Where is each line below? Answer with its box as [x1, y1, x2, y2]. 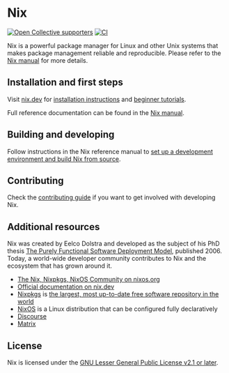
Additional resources [7, 221, 100, 233]
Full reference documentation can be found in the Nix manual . [7, 108, 184, 116]
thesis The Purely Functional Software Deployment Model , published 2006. [7, 247, 223, 255]
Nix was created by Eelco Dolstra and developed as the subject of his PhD [7, 239, 220, 248]
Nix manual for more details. [7, 56, 88, 64]
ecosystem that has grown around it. [7, 261, 113, 270]
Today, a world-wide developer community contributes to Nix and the [7, 254, 207, 263]
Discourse [17, 312, 47, 321]
